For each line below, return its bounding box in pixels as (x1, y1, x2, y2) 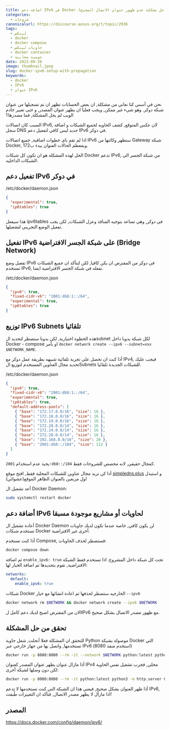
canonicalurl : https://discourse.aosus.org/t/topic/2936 (6, 21, 128, 27)
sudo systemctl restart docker (6, 495, 72, 500)
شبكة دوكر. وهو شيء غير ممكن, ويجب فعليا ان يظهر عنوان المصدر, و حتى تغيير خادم (6, 107, 164, 113)
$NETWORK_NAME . (6, 346, 37, 352)
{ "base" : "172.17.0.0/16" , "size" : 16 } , (15, 409, 105, 414)
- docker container (10, 50, 51, 55)
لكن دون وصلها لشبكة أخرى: (6, 667, 59, 673)
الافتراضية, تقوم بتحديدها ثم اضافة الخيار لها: (6, 562, 88, 568)
